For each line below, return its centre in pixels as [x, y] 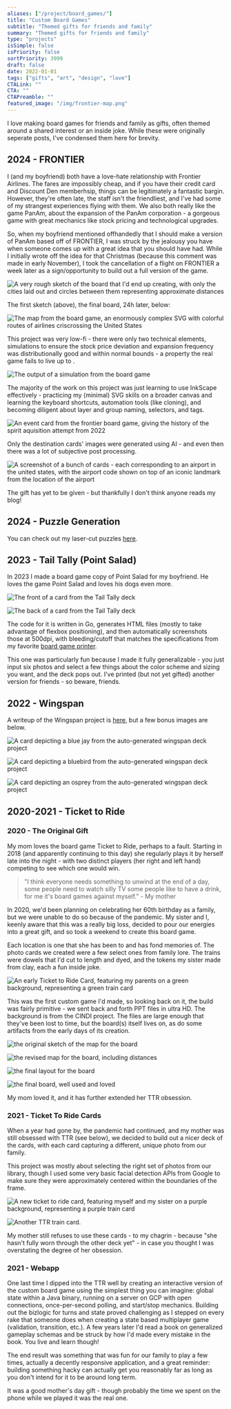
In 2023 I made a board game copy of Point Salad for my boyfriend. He [108, 577]
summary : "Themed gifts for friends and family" [78, 33]
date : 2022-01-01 [32, 71]
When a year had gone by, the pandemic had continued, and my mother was [116, 1130]
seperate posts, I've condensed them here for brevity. [83, 138]
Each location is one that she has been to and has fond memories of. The [111, 945]
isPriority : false [33, 53]
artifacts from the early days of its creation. [69, 1030]
